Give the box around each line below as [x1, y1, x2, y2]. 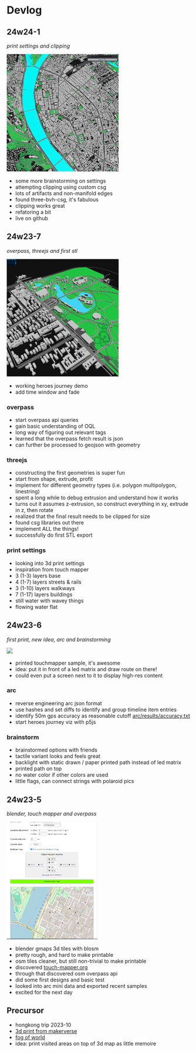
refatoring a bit [15, 209, 52, 215]
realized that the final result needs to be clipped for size [15, 513, 150, 520]
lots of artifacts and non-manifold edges [15, 190, 113, 197]
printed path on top [15, 765, 62, 772]
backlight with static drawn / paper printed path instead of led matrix [15, 759, 181, 766]
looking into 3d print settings [15, 560, 85, 567]
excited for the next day [15, 988, 73, 996]
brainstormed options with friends [15, 746, 97, 754]
